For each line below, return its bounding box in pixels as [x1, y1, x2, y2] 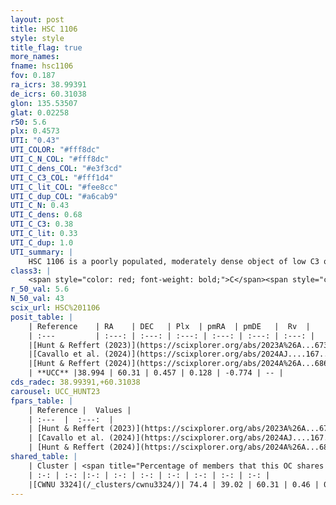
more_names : [10, 52, 60, 62]
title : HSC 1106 [10, 24, 78, 34]
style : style [10, 33, 65, 43]
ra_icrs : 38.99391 [10, 80, 87, 90]
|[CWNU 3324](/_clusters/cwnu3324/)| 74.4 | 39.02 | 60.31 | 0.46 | [28, 479, 320, 490]
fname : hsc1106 [10, 61, 74, 71]
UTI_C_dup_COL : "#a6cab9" [10, 191, 118, 201]
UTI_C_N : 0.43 [10, 201, 70, 211]
